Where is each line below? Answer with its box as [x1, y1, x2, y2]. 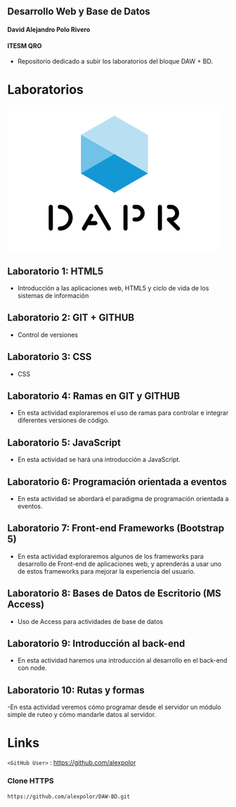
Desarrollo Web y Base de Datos [7, 6, 151, 18]
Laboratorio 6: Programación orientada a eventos [7, 476, 227, 488]
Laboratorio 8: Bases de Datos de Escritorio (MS [7, 588, 221, 600]
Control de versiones [17, 331, 79, 339]
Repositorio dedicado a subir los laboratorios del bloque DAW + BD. [17, 57, 214, 66]
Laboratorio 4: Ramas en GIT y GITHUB [7, 390, 181, 402]
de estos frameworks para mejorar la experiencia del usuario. [17, 567, 195, 575]
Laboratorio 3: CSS [7, 351, 92, 363]
